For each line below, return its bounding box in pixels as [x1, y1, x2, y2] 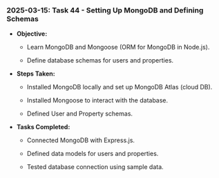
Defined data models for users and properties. [26, 150, 159, 158]
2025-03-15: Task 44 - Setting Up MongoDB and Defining [6, 5, 204, 15]
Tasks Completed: [16, 123, 70, 131]
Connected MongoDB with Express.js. [26, 136, 135, 144]
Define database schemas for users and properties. [26, 56, 174, 65]
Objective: [16, 30, 48, 38]
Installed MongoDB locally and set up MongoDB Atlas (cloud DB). [26, 83, 213, 91]
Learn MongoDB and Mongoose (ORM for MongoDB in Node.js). [26, 43, 210, 52]
